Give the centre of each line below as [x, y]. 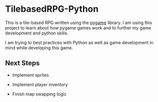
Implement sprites [31, 75]
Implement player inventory [40, 84]
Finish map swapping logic [39, 94]
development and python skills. [37, 33]
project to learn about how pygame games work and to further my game [78, 27]
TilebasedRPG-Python [52, 9]
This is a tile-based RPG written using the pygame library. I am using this [79, 23]
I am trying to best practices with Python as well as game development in [79, 42]
